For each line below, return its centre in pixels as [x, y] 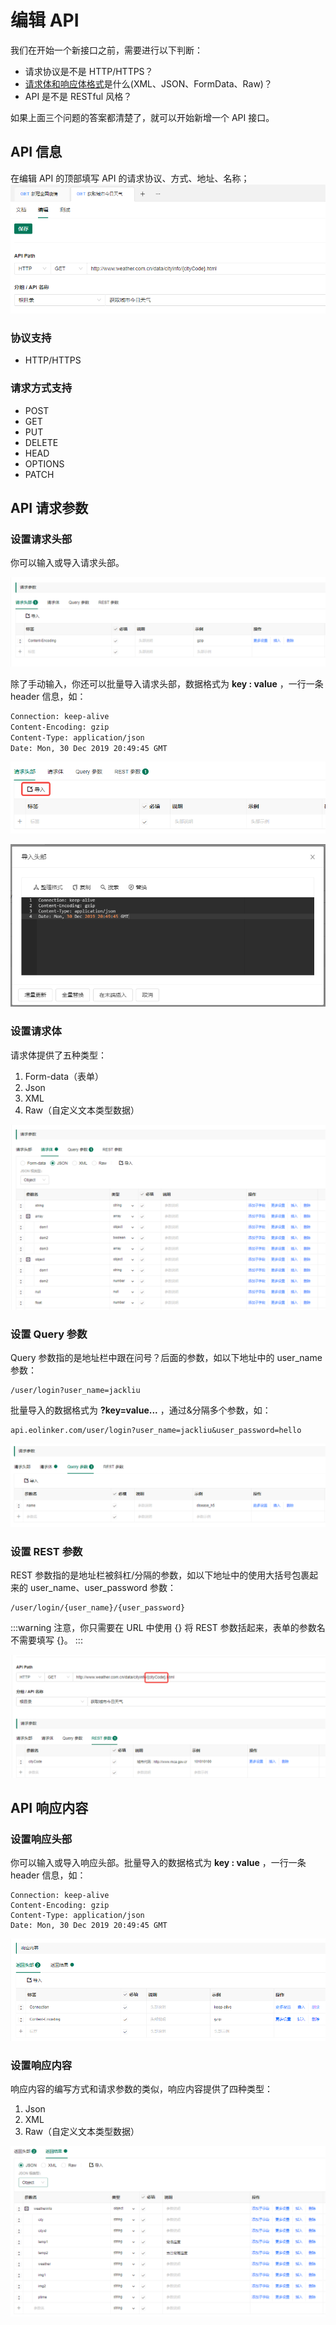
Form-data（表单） [64, 1076]
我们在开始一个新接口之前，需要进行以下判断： [106, 50]
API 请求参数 [49, 507]
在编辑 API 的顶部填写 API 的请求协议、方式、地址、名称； [130, 178]
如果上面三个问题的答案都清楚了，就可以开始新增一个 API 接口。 [142, 117]
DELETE [41, 442]
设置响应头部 [41, 1839]
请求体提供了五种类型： [58, 1055]
